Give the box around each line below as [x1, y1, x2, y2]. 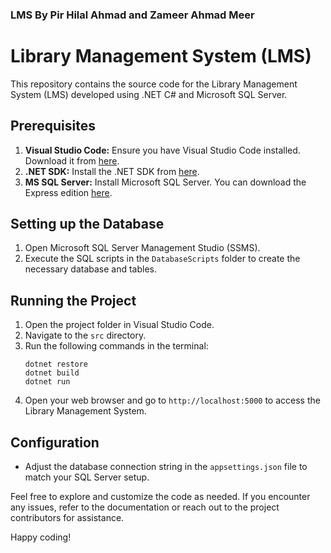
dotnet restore [24, 359, 89, 370]
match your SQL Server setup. [24, 471, 150, 483]
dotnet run [24, 377, 71, 387]
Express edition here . [24, 186, 113, 198]
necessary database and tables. [24, 263, 158, 275]
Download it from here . [24, 154, 120, 167]
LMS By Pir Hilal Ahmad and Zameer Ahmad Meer [10, 8, 255, 22]
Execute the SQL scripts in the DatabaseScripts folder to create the [24, 253, 301, 265]
